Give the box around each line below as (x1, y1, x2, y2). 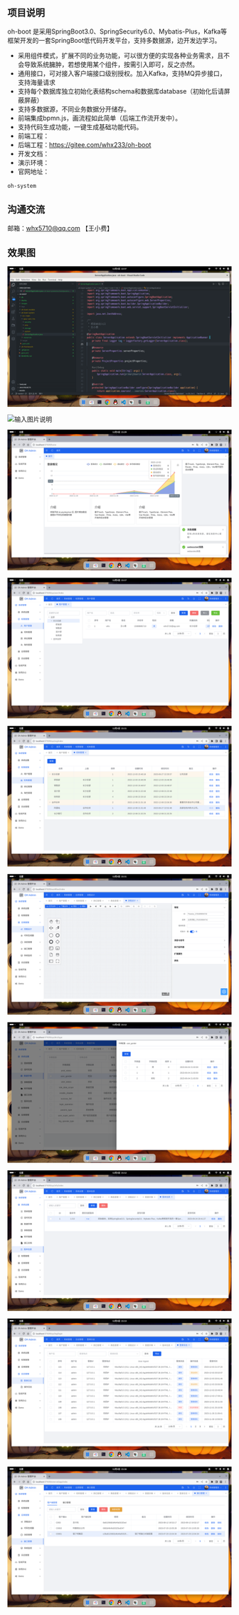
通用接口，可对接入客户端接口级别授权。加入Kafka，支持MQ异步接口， (17, 69, 226, 77)
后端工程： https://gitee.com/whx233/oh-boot (17, 140, 152, 149)
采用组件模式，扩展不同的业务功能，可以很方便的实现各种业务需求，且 (17, 51, 224, 59)
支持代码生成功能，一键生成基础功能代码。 (17, 122, 143, 131)
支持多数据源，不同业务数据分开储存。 (17, 104, 130, 113)
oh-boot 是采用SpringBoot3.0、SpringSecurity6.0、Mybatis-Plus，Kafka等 (7, 27, 228, 36)
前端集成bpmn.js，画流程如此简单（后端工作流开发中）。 (17, 114, 182, 122)
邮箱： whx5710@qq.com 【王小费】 (7, 223, 114, 232)
